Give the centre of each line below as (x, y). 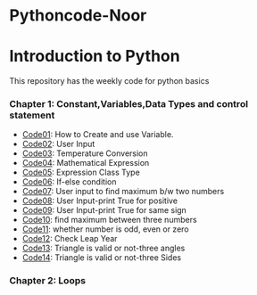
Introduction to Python (95, 57)
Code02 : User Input (58, 144)
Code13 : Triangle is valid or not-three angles (104, 248)
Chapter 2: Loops (48, 281)
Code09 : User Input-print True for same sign (104, 210)
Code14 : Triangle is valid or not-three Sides (101, 258)
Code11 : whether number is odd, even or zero (105, 229)
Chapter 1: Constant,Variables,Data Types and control (128, 104)
